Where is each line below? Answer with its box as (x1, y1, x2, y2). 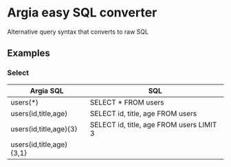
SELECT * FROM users (89, 98, 164, 107)
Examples (7, 47, 50, 59)
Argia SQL (30, 86, 64, 96)
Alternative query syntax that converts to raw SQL (7, 27, 149, 36)
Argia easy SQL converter (7, 5, 157, 21)
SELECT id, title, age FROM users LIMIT (89, 120, 217, 129)
